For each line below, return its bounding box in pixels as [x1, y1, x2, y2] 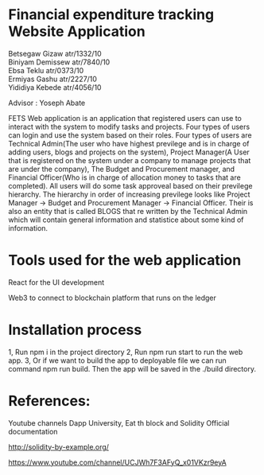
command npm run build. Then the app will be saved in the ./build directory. [8, 364, 257, 373]
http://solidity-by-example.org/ [8, 442, 110, 451]
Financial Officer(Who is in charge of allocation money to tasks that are [8, 173, 241, 182]
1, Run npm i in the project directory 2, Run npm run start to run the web [8, 347, 243, 356]
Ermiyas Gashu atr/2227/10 [8, 74, 98, 84]
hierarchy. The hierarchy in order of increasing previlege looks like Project [8, 189, 250, 199]
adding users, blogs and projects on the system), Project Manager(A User [8, 147, 250, 157]
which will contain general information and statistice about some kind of [8, 215, 244, 224]
